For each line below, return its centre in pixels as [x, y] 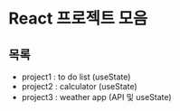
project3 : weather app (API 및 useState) [97, 97]
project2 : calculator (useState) [79, 86]
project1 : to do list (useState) [76, 77]
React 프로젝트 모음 [78, 18]
